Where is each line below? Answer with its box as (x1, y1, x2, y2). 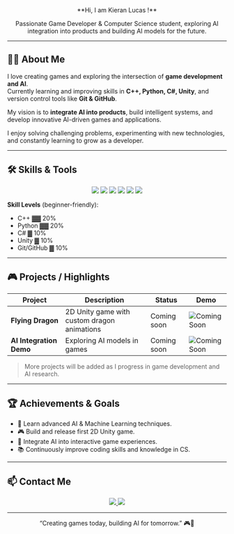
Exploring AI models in (65, 336, 139, 346)
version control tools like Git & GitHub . (7, 94, 117, 103)
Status (155, 295, 178, 305)
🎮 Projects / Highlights (7, 272, 110, 283)
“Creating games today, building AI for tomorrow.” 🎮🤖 (39, 519, 195, 528)
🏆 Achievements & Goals (7, 397, 120, 409)
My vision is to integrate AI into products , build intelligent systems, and (7, 107, 213, 116)
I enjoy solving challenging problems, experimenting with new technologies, (7, 128, 225, 137)
